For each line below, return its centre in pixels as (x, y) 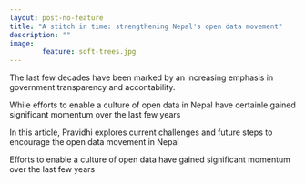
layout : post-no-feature (56, 18)
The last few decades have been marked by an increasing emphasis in (142, 77)
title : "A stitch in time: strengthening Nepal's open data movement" (146, 26)
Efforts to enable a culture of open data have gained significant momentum (150, 159)
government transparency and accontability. (92, 87)
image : (22, 43)
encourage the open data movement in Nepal (94, 142)
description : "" (40, 35)
